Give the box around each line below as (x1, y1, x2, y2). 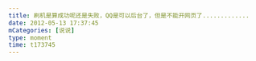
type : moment (8, 33, 52, 42)
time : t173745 (8, 41, 56, 49)
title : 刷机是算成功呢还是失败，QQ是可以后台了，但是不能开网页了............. (8, 11, 250, 20)
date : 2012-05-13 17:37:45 (8, 19, 99, 27)
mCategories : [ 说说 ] (8, 26, 75, 34)
